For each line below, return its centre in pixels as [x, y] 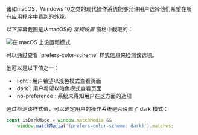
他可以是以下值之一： [33, 68]
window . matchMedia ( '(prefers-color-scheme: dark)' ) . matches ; [95, 126]
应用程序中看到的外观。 [40, 16]
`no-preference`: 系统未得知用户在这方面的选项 [73, 96]
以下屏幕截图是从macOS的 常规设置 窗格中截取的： [70, 29]
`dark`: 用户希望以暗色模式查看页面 [58, 88]
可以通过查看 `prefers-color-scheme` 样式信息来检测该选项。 [82, 55]
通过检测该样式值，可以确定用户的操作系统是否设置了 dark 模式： [88, 109]
